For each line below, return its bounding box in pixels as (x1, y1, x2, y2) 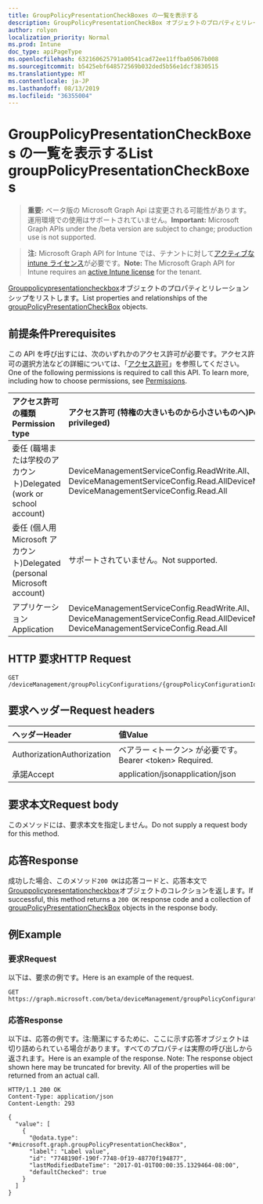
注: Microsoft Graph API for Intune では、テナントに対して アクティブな (27, 249, 255, 258)
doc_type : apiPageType (8, 48, 82, 56)
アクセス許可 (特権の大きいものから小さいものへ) (68, 407, 249, 418)
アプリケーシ (12, 602, 59, 612)
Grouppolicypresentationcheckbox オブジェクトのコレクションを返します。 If (8, 886, 254, 896)
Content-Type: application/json (8, 1093, 113, 1101)
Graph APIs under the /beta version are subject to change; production (27, 224, 253, 234)
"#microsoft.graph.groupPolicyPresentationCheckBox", (8, 1141, 188, 1149)
